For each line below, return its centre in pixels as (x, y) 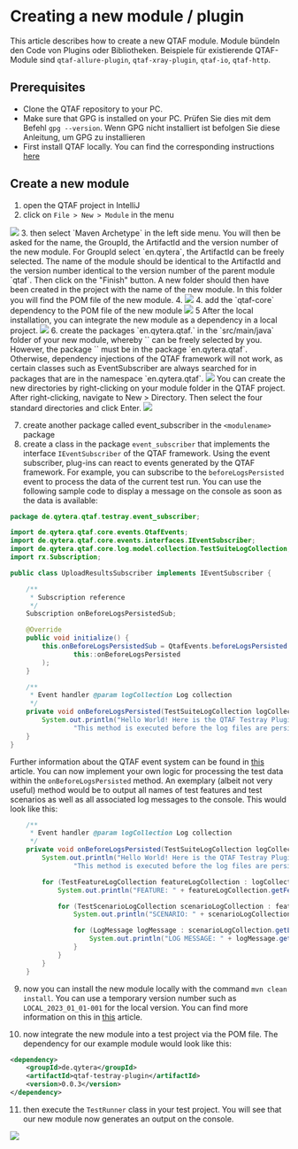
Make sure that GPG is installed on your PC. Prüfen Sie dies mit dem (147, 118)
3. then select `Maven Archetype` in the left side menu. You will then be (151, 233)
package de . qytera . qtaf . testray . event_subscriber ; (105, 516)
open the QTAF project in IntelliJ (81, 205)
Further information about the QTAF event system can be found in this (137, 761)
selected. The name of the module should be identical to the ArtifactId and (145, 261)
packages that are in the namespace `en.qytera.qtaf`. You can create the (148, 378)
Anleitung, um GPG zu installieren (84, 137)
